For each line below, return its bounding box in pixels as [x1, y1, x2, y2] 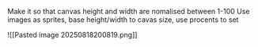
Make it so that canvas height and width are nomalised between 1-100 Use [7, 7, 250, 16]
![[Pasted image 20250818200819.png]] [7, 31, 138, 39]
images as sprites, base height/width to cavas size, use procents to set [7, 15, 239, 24]
